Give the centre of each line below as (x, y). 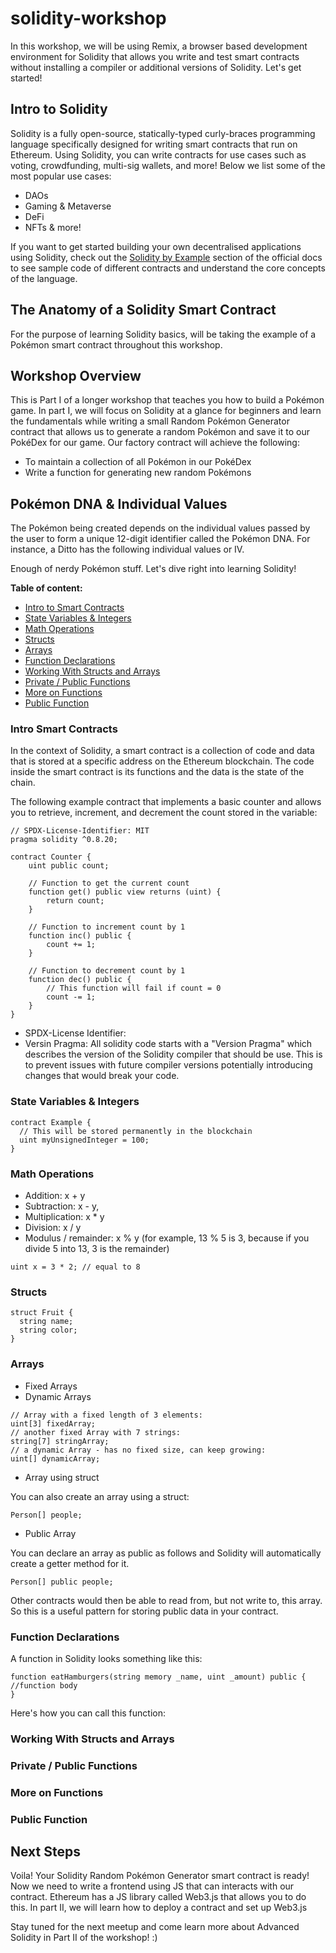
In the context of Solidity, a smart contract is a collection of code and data (162, 751)
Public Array (50, 1533)
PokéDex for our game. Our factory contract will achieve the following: (155, 443)
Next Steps (45, 1852)
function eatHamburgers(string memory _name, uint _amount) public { (158, 1677)
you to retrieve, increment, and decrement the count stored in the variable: (164, 813)
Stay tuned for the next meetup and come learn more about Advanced (155, 1927)
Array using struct (62, 1477)
